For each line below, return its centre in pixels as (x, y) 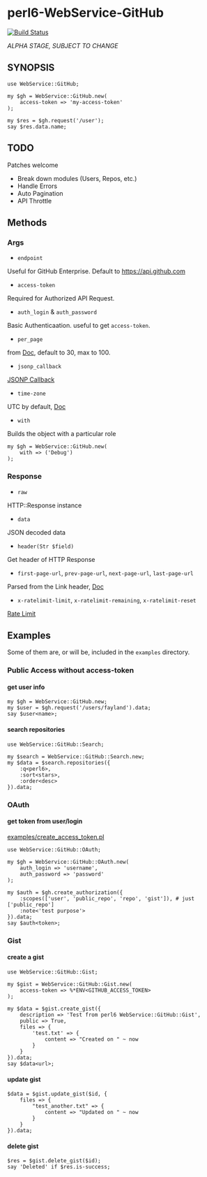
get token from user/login (45, 821)
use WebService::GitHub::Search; (56, 744)
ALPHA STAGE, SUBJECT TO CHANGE (63, 45)
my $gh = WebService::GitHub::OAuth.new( (68, 862)
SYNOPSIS (31, 68)
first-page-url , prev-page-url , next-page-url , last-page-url (105, 573)
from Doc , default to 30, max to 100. (59, 353)
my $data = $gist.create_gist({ (54, 1009)
